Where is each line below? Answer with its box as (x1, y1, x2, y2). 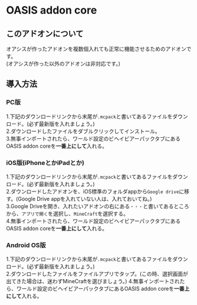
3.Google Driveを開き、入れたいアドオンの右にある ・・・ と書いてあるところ (6, 202, 190, 210)
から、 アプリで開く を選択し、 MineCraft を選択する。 (6, 210, 129, 217)
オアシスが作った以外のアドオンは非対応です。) (8, 60, 121, 67)
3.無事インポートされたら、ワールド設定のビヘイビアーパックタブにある (6, 135, 181, 142)
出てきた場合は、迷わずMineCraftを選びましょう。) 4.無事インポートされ (6, 278, 180, 285)
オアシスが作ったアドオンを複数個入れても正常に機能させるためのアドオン (6, 46, 187, 52)
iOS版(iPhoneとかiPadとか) (6, 158, 84, 167)
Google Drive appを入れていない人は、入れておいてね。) (17, 195, 152, 202)
